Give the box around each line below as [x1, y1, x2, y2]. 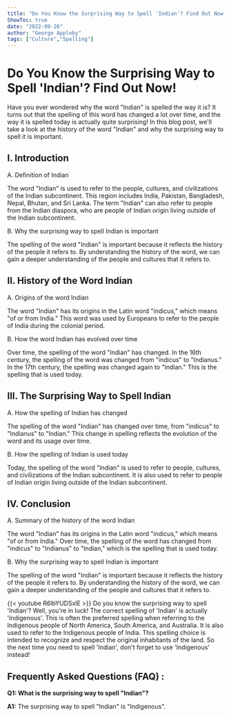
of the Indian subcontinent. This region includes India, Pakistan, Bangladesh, [7, 191, 225, 200]
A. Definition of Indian [7, 171, 69, 179]
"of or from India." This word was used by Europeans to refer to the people [7, 314, 219, 322]
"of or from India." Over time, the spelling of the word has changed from [7, 537, 212, 546]
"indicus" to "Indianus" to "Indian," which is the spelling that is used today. [7, 544, 219, 553]
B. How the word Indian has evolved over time [7, 334, 138, 343]
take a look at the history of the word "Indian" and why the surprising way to [7, 125, 224, 133]
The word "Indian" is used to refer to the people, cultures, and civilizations [7, 184, 219, 192]
